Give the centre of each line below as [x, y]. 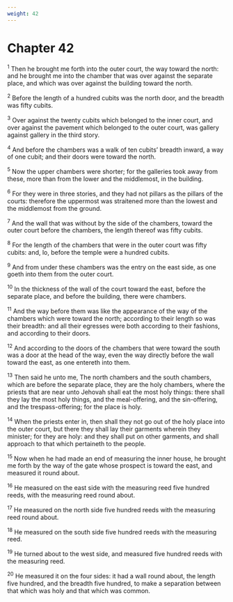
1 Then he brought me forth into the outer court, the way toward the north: [113, 68]
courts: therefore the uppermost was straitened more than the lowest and [112, 201]
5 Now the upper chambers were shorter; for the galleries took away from [113, 171]
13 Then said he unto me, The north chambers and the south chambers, [110, 377]
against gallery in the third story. [53, 135]
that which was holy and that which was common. [79, 591]
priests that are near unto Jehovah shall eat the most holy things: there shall [116, 392]
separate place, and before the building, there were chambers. [97, 296]
